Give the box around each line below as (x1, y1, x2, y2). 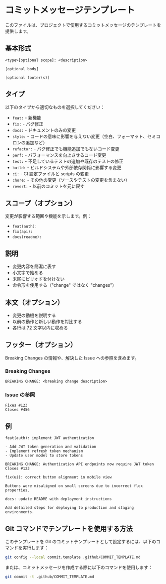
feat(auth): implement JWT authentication (5, 436, 94, 441)
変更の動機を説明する (12, 312, 56, 318)
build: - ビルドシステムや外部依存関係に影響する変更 (12, 164, 121, 170)
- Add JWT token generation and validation (5, 444, 97, 450)
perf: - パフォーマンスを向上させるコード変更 (12, 152, 107, 158)
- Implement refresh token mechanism (5, 449, 83, 454)
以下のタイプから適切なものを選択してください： (5, 104, 105, 110)
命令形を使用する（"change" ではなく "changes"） (12, 282, 117, 288)
